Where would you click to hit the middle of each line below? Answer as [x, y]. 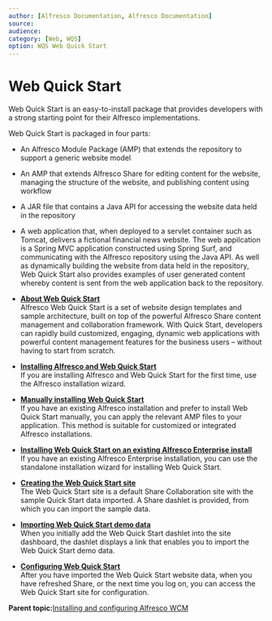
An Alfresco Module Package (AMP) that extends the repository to [131, 149]
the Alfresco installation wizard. [73, 384]
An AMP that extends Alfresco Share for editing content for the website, [140, 174]
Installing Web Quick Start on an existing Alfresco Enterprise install [136, 450]
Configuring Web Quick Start [70, 566]
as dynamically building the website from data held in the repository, [134, 266]
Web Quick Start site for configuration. [84, 593]
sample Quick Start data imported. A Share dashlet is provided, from [134, 501]
